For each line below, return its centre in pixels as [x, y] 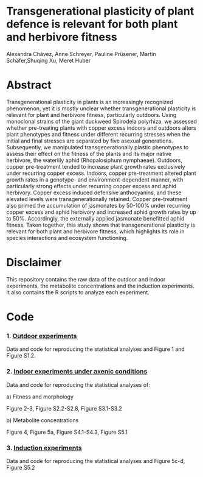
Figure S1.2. [21, 356]
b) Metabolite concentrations [43, 420]
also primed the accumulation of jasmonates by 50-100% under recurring [98, 205]
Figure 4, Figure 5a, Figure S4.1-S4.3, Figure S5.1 [67, 432]
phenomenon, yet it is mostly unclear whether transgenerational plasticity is [101, 108]
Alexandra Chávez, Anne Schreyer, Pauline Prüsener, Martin [81, 54]
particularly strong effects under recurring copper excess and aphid [91, 186]
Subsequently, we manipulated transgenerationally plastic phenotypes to [98, 147]
